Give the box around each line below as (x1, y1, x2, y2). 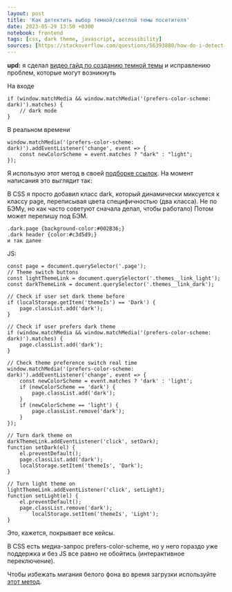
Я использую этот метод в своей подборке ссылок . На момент (7, 169, 193, 177)
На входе (7, 82, 35, 90)
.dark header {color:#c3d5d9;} (7, 231, 97, 238)
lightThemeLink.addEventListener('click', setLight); (7, 486, 166, 493)
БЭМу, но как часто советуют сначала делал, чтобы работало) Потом (7, 204, 214, 213)
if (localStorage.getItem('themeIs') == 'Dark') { (7, 299, 156, 306)
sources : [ (7, 42, 39, 49)
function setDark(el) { (7, 444, 76, 451)
